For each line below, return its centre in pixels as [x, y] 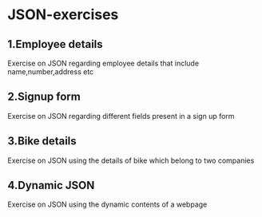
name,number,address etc [51, 72]
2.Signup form [44, 97]
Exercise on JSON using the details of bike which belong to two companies [131, 160]
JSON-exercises [63, 15]
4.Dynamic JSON [51, 185]
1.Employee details [55, 44]
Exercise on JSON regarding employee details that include [103, 63]
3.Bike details [42, 141]
